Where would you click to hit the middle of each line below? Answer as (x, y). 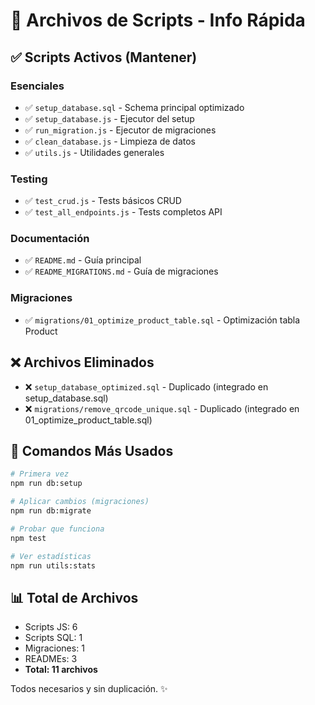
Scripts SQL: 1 (53, 638)
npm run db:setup (46, 484)
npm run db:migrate (51, 511)
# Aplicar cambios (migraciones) (80, 502)
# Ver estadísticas (51, 556)
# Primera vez (40, 474)
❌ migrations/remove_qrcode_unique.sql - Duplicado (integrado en (162, 408)
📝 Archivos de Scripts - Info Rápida (158, 20)
